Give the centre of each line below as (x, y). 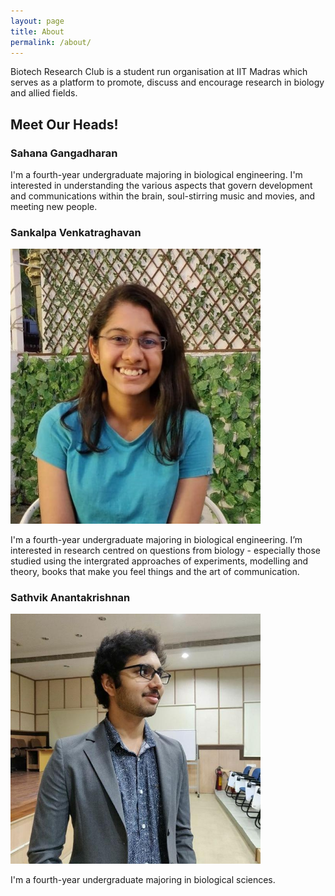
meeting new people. (54, 207)
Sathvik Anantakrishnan (70, 597)
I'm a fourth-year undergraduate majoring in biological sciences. (143, 880)
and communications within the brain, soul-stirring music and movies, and (163, 196)
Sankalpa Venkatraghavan (76, 232)
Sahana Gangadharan (64, 153)
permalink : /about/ (51, 42)
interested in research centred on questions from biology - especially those (165, 550)
